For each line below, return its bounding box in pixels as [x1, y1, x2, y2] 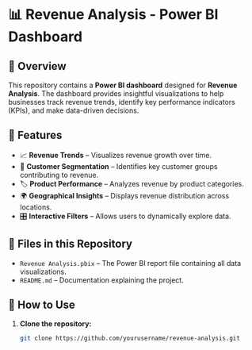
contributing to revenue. [19, 170, 99, 179]
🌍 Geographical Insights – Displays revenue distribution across [19, 190, 230, 200]
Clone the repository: [19, 319, 92, 329]
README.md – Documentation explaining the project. [19, 275, 184, 285]
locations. [19, 202, 52, 212]
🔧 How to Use [8, 298, 75, 312]
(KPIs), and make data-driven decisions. [8, 106, 139, 115]
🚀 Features [8, 129, 63, 142]
